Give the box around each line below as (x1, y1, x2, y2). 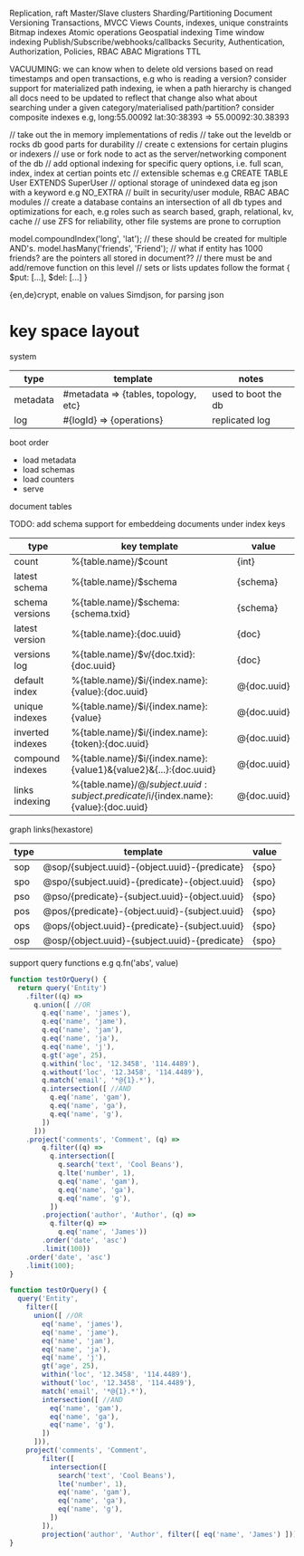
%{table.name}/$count (71, 555, 168, 568)
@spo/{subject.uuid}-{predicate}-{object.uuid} (43, 875, 244, 888)
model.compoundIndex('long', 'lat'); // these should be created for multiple (9, 234, 288, 243)
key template (120, 539, 179, 552)
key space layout (9, 321, 140, 342)
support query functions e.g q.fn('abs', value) (9, 957, 179, 968)
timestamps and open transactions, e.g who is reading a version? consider (9, 73, 287, 84)
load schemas (22, 463, 75, 474)
